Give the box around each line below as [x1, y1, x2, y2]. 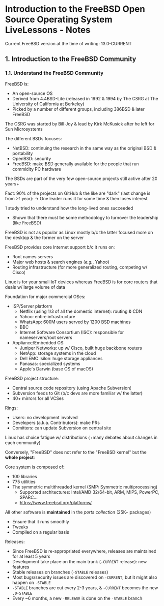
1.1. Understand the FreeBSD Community [5, 70, 104, 77]
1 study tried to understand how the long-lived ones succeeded [5, 205, 134, 211]
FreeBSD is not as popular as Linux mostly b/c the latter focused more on [5, 229, 153, 235]
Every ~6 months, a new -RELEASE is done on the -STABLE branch [12, 595, 142, 601]
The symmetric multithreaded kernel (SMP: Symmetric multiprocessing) [12, 484, 158, 490]
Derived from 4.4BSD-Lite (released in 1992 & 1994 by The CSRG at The [12, 95, 159, 101]
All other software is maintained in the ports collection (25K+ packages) [5, 509, 151, 515]
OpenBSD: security [12, 155, 52, 161]
